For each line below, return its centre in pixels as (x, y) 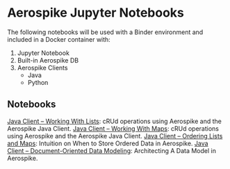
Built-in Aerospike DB (48, 60)
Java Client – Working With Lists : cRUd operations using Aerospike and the (115, 121)
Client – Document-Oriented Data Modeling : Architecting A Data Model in (112, 150)
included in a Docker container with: (59, 39)
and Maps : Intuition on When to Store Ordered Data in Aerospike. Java (108, 143)
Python (38, 82)
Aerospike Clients (42, 67)
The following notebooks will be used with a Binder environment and (105, 32)
